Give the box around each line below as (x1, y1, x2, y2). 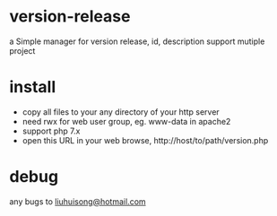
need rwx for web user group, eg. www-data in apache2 (22, 116, 231, 126)
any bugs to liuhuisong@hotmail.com (9, 195, 146, 207)
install (9, 77, 56, 98)
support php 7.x (22, 125, 81, 136)
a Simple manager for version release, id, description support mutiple (9, 36, 265, 47)
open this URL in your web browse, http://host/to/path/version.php (22, 134, 269, 145)
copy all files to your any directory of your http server (22, 106, 220, 117)
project (9, 45, 36, 56)
